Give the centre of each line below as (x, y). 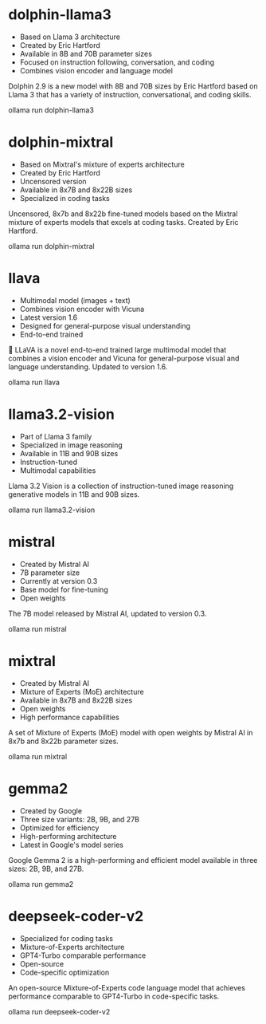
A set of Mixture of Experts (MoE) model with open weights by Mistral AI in (131, 732)
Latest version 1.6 (49, 317)
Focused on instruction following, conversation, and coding (117, 62)
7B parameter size (50, 573)
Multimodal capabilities (58, 470)
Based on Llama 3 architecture (70, 37)
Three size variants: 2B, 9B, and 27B (79, 819)
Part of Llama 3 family (56, 436)
